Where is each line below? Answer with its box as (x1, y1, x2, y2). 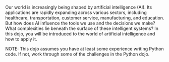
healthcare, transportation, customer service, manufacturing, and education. (5, 15, 164, 20)
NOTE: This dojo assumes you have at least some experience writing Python (5, 46, 164, 51)
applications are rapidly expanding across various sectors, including (5, 9, 147, 15)
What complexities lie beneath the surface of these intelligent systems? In (5, 25, 159, 31)
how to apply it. (5, 36, 37, 42)
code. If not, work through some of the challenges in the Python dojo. (5, 51, 150, 57)
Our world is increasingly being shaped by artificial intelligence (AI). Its (5, 4, 152, 10)
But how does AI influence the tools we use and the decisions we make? (5, 20, 155, 26)
